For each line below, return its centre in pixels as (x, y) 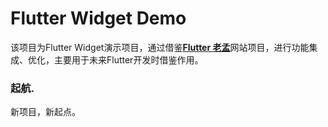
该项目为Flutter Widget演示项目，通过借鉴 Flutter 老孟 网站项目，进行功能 (160, 47)
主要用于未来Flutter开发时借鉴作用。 (128, 59)
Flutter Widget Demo (98, 18)
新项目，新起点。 (45, 112)
